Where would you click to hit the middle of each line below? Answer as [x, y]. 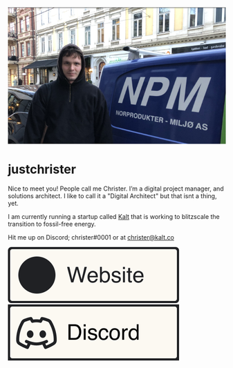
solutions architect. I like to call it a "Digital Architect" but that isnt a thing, [112, 195]
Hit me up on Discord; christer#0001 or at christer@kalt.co [91, 237]
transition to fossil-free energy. [52, 224]
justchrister [42, 170]
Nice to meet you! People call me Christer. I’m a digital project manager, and [116, 188]
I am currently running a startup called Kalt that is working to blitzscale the [114, 216]
